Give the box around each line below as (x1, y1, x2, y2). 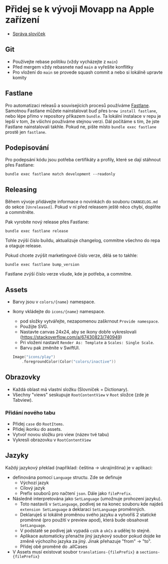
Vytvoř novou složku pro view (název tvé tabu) (12, 431, 109, 437)
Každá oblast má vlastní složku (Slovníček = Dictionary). (12, 386, 129, 392)
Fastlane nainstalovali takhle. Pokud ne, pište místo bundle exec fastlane (5, 124, 156, 130)
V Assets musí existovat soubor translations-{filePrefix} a (12, 548, 139, 554)
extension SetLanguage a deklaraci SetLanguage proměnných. (20, 506, 146, 512)
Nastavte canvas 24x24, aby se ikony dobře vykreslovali (20, 329, 137, 335)
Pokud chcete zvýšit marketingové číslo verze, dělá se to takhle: (5, 252, 138, 258)
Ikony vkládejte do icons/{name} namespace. (12, 309, 105, 314)
